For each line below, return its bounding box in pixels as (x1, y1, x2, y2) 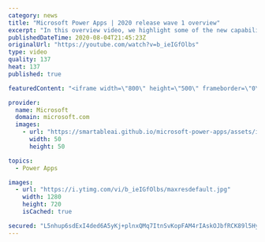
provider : (8, 99, 41, 106)
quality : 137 (8, 56, 51, 64)
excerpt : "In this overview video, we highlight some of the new (8, 26, 227, 34)
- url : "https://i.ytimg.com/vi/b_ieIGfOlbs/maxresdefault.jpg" (15, 186, 231, 194)
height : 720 (22, 200, 62, 209)
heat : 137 (8, 63, 41, 71)
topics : (8, 157, 34, 165)
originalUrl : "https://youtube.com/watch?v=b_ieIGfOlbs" (8, 41, 200, 49)
